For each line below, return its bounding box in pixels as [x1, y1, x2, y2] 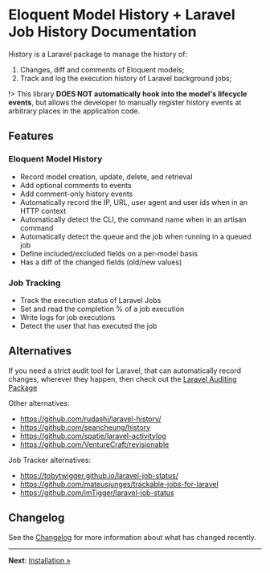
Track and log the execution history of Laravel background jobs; [19, 73, 232, 83]
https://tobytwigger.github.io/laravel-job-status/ [19, 470, 179, 480]
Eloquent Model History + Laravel [8, 6, 235, 24]
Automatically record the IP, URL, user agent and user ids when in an [19, 197, 248, 207]
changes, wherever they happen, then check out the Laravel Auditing [8, 374, 237, 383]
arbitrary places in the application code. [8, 106, 141, 116]
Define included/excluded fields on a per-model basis [19, 248, 198, 258]
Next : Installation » [8, 555, 71, 565]
